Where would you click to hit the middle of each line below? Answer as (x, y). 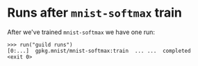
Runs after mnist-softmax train (95, 13)
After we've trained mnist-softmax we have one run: (81, 32)
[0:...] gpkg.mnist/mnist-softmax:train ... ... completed (99, 51)
